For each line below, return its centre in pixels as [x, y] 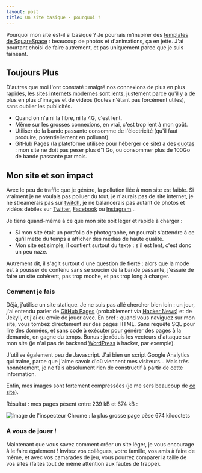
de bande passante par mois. [51, 157]
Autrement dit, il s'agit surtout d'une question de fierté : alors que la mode [98, 263]
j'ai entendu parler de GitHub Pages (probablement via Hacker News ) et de [99, 312]
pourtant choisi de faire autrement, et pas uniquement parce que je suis [95, 47]
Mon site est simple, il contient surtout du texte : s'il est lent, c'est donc [103, 245]
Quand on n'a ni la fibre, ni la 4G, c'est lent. [68, 118]
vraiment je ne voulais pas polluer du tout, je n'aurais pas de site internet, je [100, 196]
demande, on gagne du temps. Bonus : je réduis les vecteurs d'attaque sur [99, 337]
